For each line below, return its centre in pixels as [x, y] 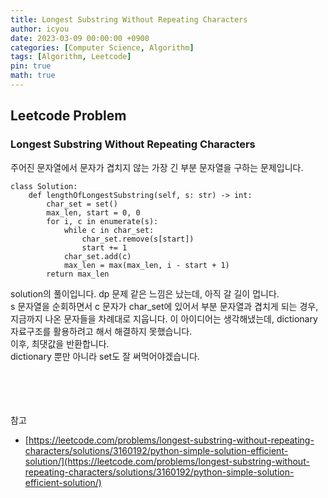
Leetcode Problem [68, 116]
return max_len [78, 274]
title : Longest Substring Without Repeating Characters [129, 19]
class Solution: [44, 186]
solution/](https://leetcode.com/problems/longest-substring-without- [167, 461]
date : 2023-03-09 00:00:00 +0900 [80, 38]
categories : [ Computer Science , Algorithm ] [102, 47]
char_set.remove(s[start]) [138, 239]
